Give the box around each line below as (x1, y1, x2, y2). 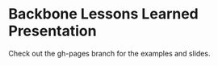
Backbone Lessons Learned (8, 5, 199, 23)
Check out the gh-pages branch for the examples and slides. (8, 48, 211, 58)
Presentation (8, 22, 97, 40)
